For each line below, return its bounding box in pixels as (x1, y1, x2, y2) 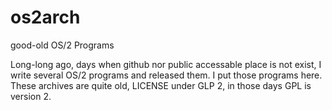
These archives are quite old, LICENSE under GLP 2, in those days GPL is (10, 79, 312, 91)
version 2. (10, 90, 52, 102)
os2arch (10, 6, 81, 29)
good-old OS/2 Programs (10, 39, 115, 51)
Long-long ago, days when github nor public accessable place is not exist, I (10, 58, 322, 70)
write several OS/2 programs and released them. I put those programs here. (10, 69, 323, 81)
